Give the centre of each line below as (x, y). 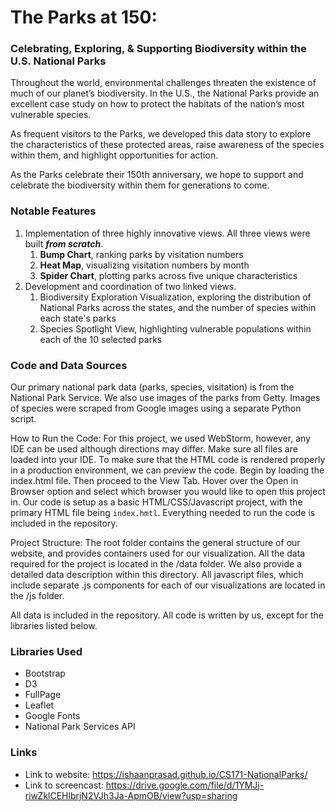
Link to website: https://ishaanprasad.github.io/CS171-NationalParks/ (166, 774)
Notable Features (53, 211)
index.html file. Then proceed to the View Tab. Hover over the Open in (154, 481)
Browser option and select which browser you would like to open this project (168, 492)
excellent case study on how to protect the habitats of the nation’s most (157, 104)
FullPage (43, 695)
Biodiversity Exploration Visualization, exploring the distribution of (175, 297)
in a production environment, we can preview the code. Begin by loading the (167, 470)
